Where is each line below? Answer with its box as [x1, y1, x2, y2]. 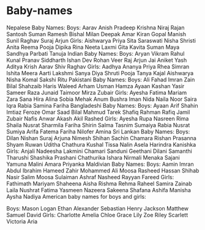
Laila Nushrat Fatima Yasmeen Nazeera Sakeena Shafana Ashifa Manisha [6, 186, 192, 193]
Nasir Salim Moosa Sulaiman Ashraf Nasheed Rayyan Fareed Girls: [6, 173, 174, 180]
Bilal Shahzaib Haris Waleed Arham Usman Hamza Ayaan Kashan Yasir [6, 82, 185, 89]
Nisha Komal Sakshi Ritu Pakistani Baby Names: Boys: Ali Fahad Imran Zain [6, 76, 195, 83]
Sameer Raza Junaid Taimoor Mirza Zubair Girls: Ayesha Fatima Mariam [6, 89, 187, 96]
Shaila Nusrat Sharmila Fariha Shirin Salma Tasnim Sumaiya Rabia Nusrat [6, 121, 190, 128]
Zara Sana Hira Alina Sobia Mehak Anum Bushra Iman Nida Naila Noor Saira [6, 95, 197, 103]
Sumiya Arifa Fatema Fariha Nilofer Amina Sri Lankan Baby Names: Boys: [6, 128, 190, 135]
